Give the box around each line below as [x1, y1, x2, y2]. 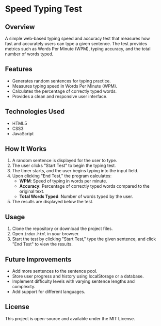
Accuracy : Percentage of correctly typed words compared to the [19, 183, 150, 189]
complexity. [12, 284, 35, 290]
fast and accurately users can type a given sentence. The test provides [5, 41, 147, 47]
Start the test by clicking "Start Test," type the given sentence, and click [12, 236, 156, 242]
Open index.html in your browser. [12, 231, 80, 237]
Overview [5, 23, 35, 31]
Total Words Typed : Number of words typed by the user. [19, 194, 133, 199]
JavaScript [12, 130, 34, 136]
